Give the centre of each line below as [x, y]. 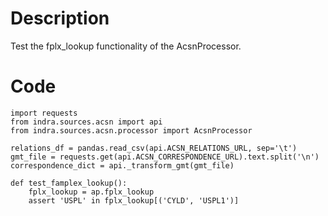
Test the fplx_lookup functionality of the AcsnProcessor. [126, 46]
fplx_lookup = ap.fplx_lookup [91, 192]
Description [60, 18]
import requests [44, 113]
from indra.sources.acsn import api [86, 122]
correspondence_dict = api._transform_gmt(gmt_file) [122, 165]
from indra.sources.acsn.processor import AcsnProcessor [131, 130]
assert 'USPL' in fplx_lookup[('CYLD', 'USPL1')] [134, 200]
